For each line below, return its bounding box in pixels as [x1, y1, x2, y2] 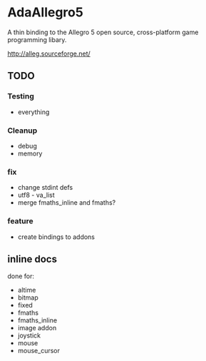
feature [7, 216, 34, 226]
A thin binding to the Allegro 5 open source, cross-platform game [7, 28, 199, 36]
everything [17, 108, 50, 116]
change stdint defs [17, 183, 73, 192]
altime [17, 286, 36, 295]
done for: [7, 272, 34, 280]
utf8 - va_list [17, 190, 55, 200]
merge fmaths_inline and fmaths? [17, 198, 116, 207]
